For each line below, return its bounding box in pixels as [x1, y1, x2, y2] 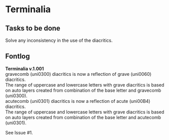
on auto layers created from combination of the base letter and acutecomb [5, 114, 161, 120]
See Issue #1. [5, 129, 33, 135]
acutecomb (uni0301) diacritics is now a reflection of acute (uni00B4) [5, 98, 151, 104]
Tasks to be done [5, 24, 61, 33]
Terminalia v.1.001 [5, 65, 44, 72]
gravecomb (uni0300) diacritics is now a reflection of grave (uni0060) [5, 71, 152, 77]
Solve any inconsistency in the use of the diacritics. [5, 37, 113, 43]
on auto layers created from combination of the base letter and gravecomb [5, 87, 161, 93]
